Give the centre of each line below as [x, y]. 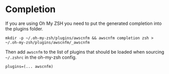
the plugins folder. [24, 28]
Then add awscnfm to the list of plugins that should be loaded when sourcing [85, 52]
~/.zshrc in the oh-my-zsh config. [41, 57]
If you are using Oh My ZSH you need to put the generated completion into [83, 23]
